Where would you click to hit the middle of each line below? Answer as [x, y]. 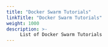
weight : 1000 [23, 23]
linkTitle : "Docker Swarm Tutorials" [54, 18]
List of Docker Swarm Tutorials [61, 35]
